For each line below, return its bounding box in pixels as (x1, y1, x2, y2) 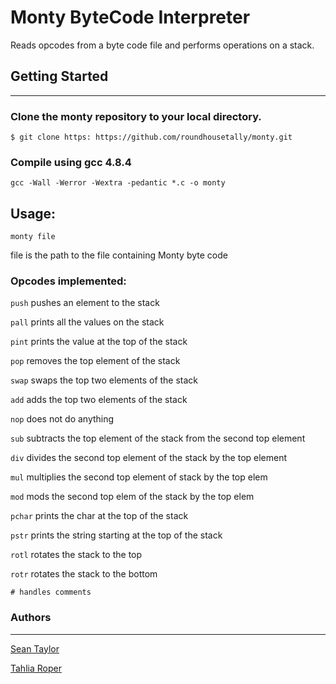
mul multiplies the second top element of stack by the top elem (10, 471, 268, 483)
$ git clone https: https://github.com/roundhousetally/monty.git (10, 132, 293, 143)
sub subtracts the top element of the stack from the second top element (10, 432, 306, 445)
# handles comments (10, 587, 92, 598)
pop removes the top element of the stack (10, 355, 181, 367)
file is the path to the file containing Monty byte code (10, 249, 228, 261)
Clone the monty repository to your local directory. (10, 109, 262, 123)
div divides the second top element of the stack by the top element (10, 452, 288, 464)
